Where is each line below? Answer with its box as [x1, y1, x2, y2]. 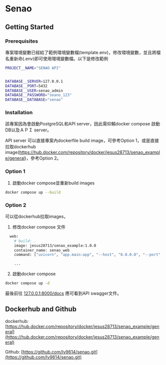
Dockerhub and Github [5, 305, 77, 313]
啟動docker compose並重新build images [12, 180, 95, 186]
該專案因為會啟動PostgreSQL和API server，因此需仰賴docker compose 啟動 [5, 121, 160, 127]
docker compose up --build [5, 189, 61, 195]
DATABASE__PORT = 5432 [5, 83, 48, 88]
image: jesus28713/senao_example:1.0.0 [14, 243, 97, 248]
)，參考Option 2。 [24, 155, 61, 161]
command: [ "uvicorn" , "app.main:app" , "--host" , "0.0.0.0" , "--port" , [14, 252, 163, 257]
